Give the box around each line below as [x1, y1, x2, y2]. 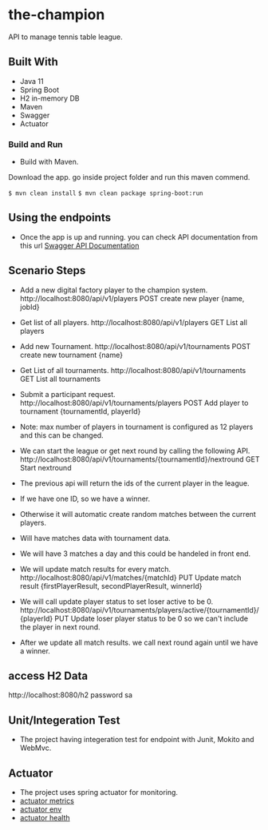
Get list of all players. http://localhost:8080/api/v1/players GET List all [19, 317, 247, 327]
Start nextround [19, 463, 72, 472]
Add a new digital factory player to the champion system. [19, 285, 208, 295]
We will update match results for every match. [19, 564, 171, 574]
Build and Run [8, 138, 64, 149]
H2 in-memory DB [19, 93, 80, 103]
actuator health [19, 813, 70, 823]
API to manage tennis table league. [8, 32, 124, 42]
